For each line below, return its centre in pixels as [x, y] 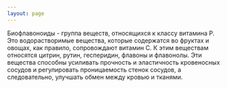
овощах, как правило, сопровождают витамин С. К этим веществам [108, 47]
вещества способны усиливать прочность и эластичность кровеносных [113, 62]
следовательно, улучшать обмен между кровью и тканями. [95, 77]
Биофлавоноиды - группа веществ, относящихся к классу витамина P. [111, 33]
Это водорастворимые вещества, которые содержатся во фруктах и [108, 40]
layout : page [26, 13]
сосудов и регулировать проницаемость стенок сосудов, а [94, 69]
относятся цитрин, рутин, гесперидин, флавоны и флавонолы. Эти [105, 55]
